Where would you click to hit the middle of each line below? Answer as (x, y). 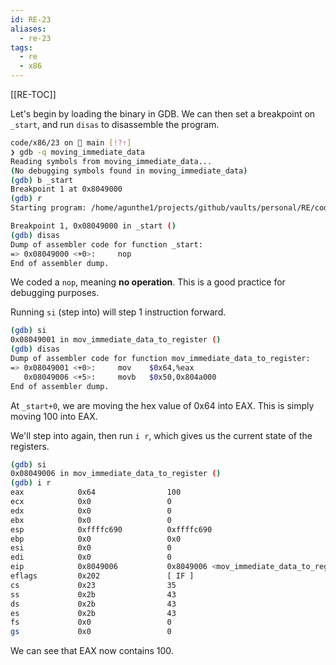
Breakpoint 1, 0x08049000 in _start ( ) (93, 226)
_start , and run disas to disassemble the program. (115, 124)
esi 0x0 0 (91, 548)
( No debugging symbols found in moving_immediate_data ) (129, 171)
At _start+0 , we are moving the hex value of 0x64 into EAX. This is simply (162, 405)
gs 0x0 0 (91, 632)
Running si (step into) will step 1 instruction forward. (118, 312)
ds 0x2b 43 (93, 604)
